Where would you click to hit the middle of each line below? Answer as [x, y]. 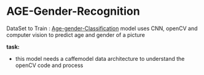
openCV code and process [49, 65]
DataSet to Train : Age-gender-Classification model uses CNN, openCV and [102, 28]
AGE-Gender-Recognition [73, 11]
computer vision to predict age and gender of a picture [76, 34]
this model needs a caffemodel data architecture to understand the [100, 58]
